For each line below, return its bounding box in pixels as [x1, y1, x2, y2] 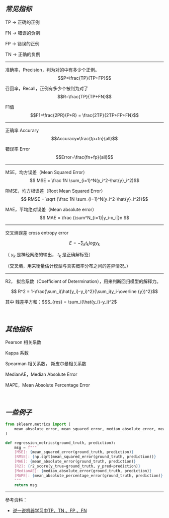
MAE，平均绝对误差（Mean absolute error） [5, 206, 97, 212]
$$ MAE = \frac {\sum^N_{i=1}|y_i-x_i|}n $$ [39, 214, 130, 220]
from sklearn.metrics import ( [5, 422, 71, 427]
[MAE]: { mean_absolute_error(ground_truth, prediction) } [14, 459, 136, 464]
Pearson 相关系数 [5, 339, 42, 346]
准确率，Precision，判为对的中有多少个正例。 [5, 67, 100, 73]
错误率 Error [5, 146, 30, 152]
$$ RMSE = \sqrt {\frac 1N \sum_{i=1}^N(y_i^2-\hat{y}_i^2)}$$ [21, 196, 148, 202]
